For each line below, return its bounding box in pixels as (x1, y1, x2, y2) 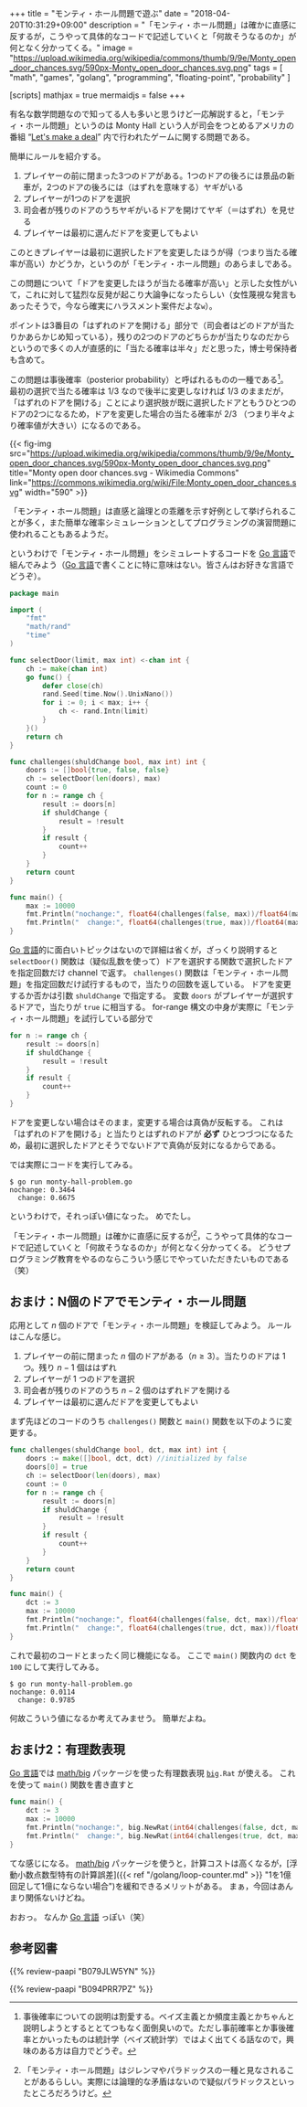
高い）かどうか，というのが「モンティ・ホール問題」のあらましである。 (25, 259, 297, 269)
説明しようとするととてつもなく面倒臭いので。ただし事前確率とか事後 (22, 2022, 287, 2033)
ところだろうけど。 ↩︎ (30, 2087, 112, 2098)
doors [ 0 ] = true (26, 1463, 89, 1472)
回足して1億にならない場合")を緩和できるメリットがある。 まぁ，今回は (9, 1880, 278, 1891)
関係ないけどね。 (25, 1891, 90, 1903)
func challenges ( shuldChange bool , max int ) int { (9, 757, 206, 766)
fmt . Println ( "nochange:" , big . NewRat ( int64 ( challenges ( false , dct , (26, 1823, 288, 1833)
